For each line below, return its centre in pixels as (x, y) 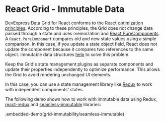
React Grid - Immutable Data (65, 9)
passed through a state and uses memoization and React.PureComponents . (82, 33)
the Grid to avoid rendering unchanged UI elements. (58, 74)
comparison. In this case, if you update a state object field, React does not (81, 44)
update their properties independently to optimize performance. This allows (82, 69)
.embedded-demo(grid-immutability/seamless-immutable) (65, 114)
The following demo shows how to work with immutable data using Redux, (81, 99)
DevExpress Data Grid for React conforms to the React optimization (74, 23)
